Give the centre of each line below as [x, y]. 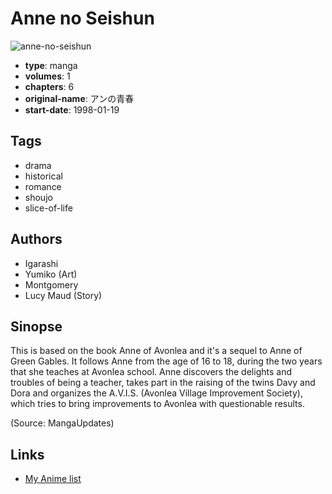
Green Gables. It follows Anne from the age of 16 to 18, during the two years [166, 361]
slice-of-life [48, 208]
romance [43, 186]
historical [43, 176]
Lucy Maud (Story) [63, 295]
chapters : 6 [49, 86]
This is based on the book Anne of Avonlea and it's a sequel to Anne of [156, 351]
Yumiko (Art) [51, 274]
